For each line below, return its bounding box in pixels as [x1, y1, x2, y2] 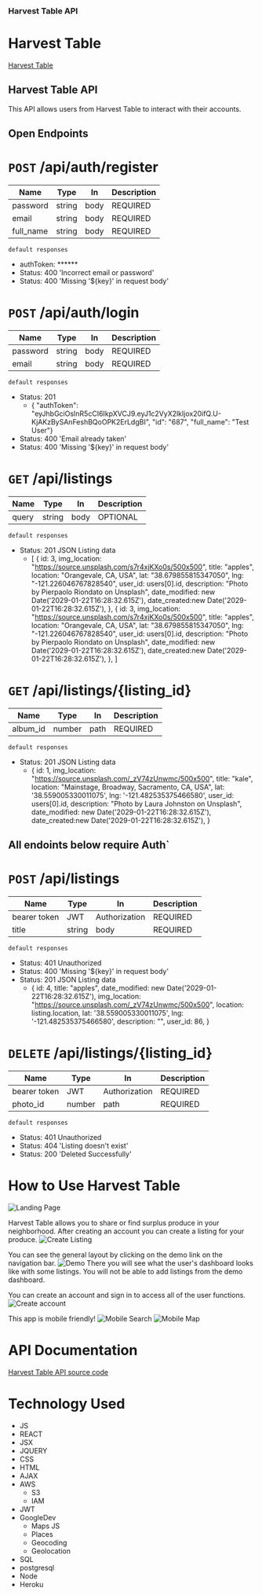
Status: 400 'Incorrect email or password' [19, 268, 155, 277]
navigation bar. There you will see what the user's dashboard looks [8, 1259, 253, 1268]
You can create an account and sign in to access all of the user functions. [8, 1291, 246, 1300]
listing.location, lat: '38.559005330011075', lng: [31, 1009, 184, 1018]
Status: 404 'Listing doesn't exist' [19, 1141, 129, 1151]
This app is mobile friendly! [8, 1314, 96, 1324]
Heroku [19, 1579, 44, 1589]
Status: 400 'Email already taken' [19, 434, 127, 443]
